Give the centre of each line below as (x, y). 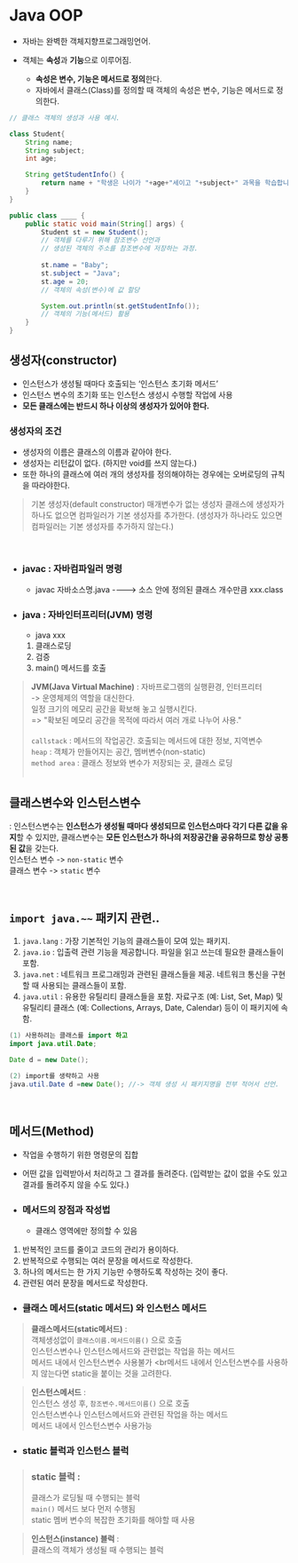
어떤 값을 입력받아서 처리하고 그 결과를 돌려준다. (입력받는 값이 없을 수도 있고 (155, 1173)
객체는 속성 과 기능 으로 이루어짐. (76, 60)
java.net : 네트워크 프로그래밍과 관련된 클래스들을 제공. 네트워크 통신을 (145, 974)
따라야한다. (51, 486)
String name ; (49, 142)
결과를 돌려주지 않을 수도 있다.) (76, 1184)
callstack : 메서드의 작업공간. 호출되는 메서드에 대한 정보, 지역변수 (147, 740)
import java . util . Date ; (53, 1044)
